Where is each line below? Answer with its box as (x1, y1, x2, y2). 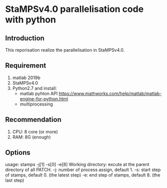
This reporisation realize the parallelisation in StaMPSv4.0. (5, 47, 125, 53)
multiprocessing (19, 101, 53, 107)
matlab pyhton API (19, 91, 58, 96)
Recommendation (5, 115, 61, 124)
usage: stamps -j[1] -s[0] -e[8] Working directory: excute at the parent (5, 162, 150, 168)
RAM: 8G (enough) (12, 134, 51, 140)
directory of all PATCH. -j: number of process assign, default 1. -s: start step (5, 167, 161, 173)
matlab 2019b (12, 75, 41, 81)
